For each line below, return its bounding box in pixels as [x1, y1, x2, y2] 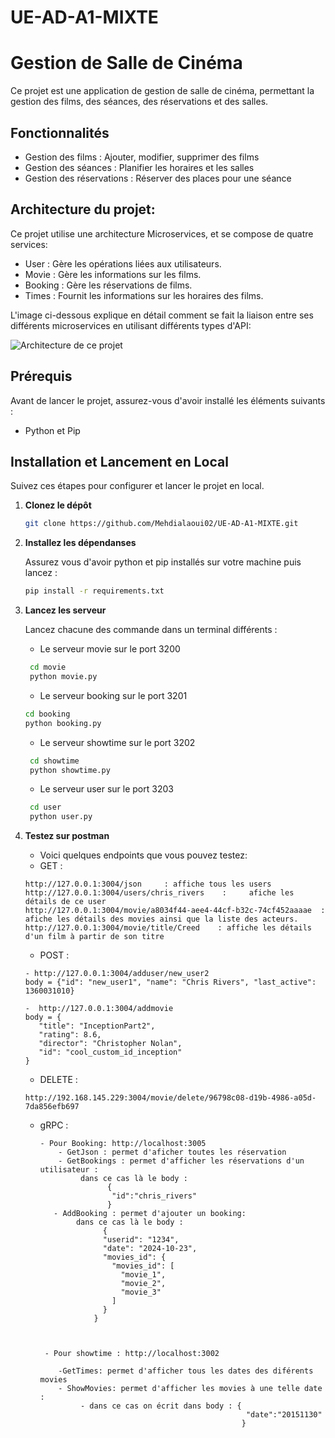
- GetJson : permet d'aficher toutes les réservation [58, 1147, 287, 1158]
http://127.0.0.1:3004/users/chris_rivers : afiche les [24, 888, 295, 898]
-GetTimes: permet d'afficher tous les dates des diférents [58, 1366, 314, 1376]
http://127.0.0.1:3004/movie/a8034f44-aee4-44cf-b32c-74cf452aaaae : [24, 906, 326, 916]
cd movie [29, 662, 67, 673]
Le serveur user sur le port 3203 [39, 783, 174, 795]
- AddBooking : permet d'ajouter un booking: [53, 1209, 247, 1219]
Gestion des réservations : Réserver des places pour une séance [24, 172, 292, 184]
